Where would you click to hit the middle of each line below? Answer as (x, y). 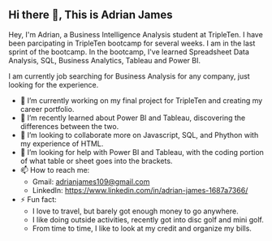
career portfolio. (47, 109)
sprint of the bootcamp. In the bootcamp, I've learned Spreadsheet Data (129, 52)
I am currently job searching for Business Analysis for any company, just (129, 76)
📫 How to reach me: (55, 170)
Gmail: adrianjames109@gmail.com (91, 181)
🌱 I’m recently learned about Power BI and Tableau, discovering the (133, 118)
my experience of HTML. (62, 144)
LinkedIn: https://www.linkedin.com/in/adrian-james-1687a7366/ (140, 190)
